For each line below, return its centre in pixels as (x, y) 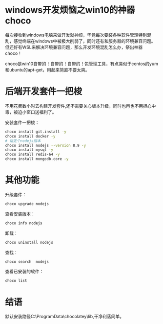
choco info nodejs (24, 223)
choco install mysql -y (29, 150)
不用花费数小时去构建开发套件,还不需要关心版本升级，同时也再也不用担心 (79, 106)
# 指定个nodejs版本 (23, 141)
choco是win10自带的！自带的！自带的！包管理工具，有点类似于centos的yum (82, 64)
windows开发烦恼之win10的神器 (70, 10)
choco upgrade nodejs (27, 204)
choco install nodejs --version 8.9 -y (46, 145)
